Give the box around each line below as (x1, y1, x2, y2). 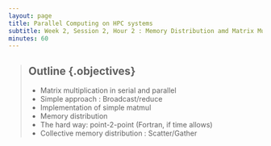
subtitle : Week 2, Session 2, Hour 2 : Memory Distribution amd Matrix (8, 27, 254, 35)
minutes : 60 (8, 34, 48, 43)
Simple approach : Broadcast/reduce (40, 94, 163, 104)
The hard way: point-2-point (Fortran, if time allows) (40, 120, 213, 130)
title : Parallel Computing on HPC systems (8, 19, 153, 27)
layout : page (8, 11, 52, 20)
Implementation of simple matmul (40, 102, 152, 113)
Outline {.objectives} (27, 64, 135, 77)
